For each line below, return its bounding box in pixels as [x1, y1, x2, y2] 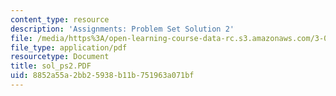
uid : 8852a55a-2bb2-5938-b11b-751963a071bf [10, 71, 195, 81]
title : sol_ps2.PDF [10, 61, 92, 71]
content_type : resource [10, 14, 110, 25]
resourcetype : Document [10, 52, 110, 62]
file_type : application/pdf [10, 42, 128, 53]
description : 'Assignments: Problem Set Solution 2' [10, 24, 235, 34]
